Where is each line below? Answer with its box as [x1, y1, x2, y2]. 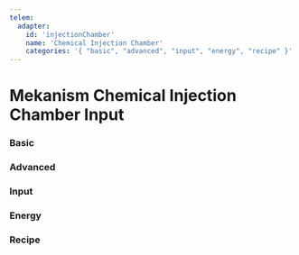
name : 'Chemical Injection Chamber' [25, 38, 164, 48]
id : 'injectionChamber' [25, 30, 116, 39]
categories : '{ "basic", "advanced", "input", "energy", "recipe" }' [25, 47, 294, 56]
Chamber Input [9, 105, 125, 125]
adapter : [17, 22, 51, 31]
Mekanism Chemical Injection [9, 86, 237, 106]
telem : [9, 13, 34, 23]
